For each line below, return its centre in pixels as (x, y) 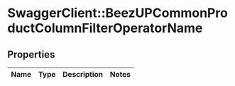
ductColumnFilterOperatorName (105, 28)
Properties (31, 54)
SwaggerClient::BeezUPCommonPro (118, 13)
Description (83, 74)
